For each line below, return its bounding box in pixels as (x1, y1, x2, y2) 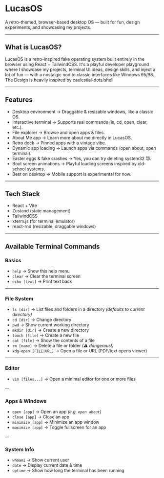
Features (5, 96, 33, 104)
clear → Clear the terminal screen (12, 273, 81, 279)
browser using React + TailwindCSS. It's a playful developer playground (5, 61, 149, 67)
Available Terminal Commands (5, 242, 100, 250)
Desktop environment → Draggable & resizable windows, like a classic (12, 109, 154, 114)
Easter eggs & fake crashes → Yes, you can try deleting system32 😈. (12, 155, 152, 161)
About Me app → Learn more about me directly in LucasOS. (12, 135, 132, 140)
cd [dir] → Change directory (12, 317, 72, 323)
